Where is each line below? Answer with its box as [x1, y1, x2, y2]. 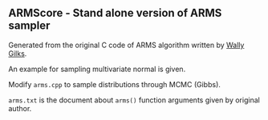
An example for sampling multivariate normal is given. [8, 64, 186, 74]
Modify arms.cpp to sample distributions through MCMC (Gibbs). [8, 79, 221, 89]
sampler [8, 19, 51, 33]
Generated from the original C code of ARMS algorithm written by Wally [8, 40, 245, 50]
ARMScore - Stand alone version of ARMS [8, 6, 222, 20]
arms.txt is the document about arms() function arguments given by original [8, 95, 261, 105]
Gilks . [8, 48, 27, 58]
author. [8, 103, 32, 113]
